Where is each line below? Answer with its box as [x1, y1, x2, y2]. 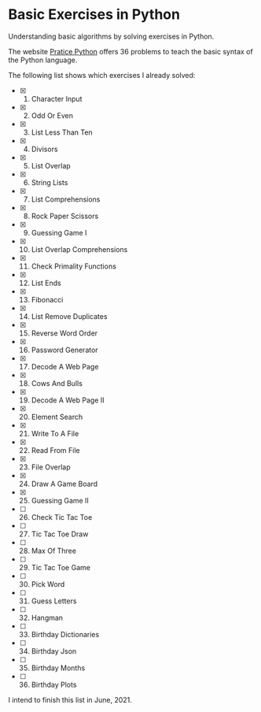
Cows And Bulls [31, 378, 83, 388]
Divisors [31, 144, 58, 154]
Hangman [31, 613, 64, 622]
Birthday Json [31, 646, 77, 655]
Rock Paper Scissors [31, 211, 99, 221]
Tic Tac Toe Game [31, 562, 90, 572]
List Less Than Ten [31, 128, 93, 137]
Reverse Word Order [31, 328, 98, 338]
